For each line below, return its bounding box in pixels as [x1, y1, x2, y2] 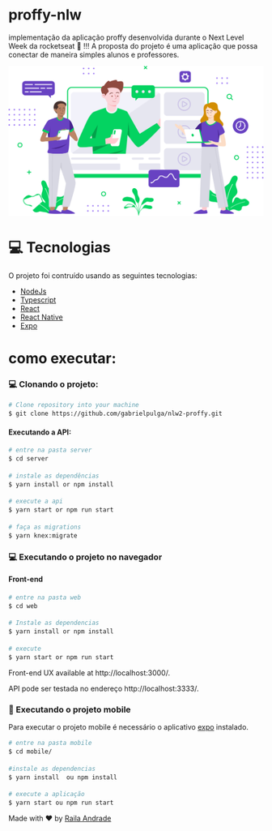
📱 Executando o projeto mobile [8, 704, 131, 715]
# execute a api [8, 497, 63, 506]
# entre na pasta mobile [8, 739, 92, 747]
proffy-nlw [8, 6, 83, 24]
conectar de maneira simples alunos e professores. [8, 49, 180, 59]
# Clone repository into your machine [8, 401, 139, 409]
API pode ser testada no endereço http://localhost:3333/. [8, 683, 199, 693]
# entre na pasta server [8, 446, 92, 455]
